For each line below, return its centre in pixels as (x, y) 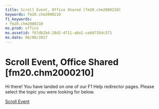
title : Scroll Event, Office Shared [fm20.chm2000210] (63, 10)
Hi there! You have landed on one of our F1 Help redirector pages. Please (80, 86)
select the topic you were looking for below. (50, 92)
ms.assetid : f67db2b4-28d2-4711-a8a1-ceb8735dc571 (59, 33)
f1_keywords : (19, 19)
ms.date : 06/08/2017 (27, 38)
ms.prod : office (22, 28)
